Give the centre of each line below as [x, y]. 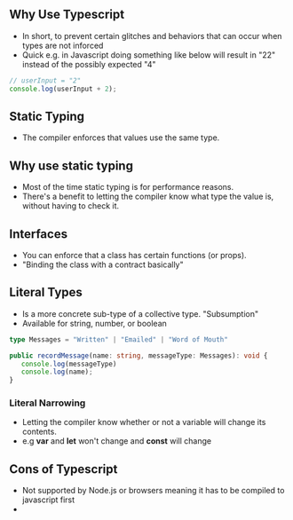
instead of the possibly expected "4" [89, 64]
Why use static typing [71, 165]
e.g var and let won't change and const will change [116, 441]
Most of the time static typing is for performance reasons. [127, 187]
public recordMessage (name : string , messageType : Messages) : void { [139, 355]
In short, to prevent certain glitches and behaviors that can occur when [152, 35]
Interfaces [39, 234]
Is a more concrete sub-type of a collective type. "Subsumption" [140, 313]
